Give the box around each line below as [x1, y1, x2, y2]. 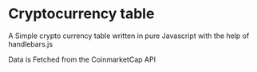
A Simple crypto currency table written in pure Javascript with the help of [8, 31, 250, 40]
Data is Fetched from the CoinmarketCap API [8, 55, 156, 64]
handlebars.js [8, 39, 53, 48]
